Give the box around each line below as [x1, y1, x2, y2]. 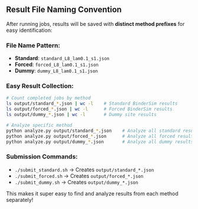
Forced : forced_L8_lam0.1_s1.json [14, 61, 99, 68]
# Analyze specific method [6, 122, 72, 128]
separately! [6, 196, 34, 203]
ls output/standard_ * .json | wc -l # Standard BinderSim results [6, 101, 178, 107]
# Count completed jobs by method [6, 95, 91, 101]
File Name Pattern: [6, 41, 61, 49]
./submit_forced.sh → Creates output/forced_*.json [14, 172, 144, 179]
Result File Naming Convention [6, 5, 122, 15]
